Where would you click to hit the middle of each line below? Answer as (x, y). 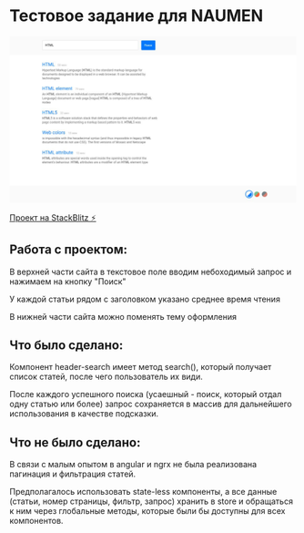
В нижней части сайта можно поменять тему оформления (123, 316)
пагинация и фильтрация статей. (73, 474)
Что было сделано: (66, 345)
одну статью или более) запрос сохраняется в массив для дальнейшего (151, 404)
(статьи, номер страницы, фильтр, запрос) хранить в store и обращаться (152, 501)
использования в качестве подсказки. (84, 414)
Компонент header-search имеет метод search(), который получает (141, 367)
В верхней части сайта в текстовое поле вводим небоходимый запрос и (151, 272)
